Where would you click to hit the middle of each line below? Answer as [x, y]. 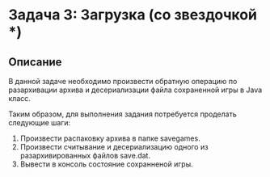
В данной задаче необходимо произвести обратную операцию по [123, 81]
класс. [19, 98]
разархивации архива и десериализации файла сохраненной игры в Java [135, 90]
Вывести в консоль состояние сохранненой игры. [106, 164]
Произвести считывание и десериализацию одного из [114, 147]
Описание [35, 62]
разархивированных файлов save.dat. [85, 156]
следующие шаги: [40, 122]
